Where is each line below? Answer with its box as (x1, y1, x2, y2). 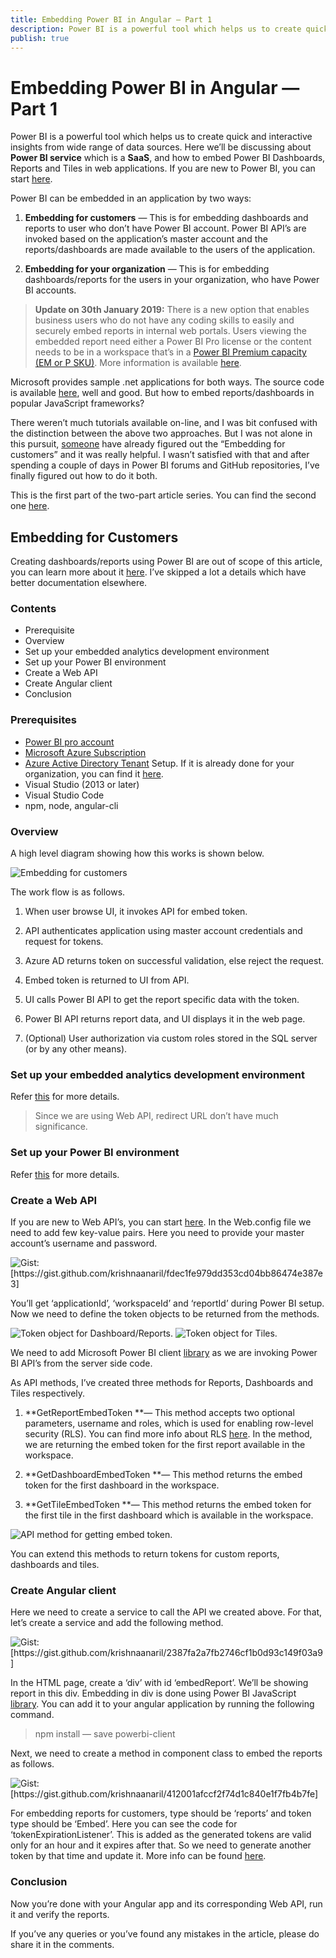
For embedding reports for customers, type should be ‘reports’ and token (10, 1807, 312, 1820)
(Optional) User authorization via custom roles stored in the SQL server (24, 1032, 318, 1045)
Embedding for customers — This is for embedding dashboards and (24, 212, 309, 224)
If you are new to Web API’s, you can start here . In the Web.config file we (10, 1216, 312, 1228)
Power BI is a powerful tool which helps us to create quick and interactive (10, 131, 313, 143)
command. (10, 1709, 55, 1721)
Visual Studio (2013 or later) (24, 778, 140, 790)
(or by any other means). (24, 1043, 128, 1055)
